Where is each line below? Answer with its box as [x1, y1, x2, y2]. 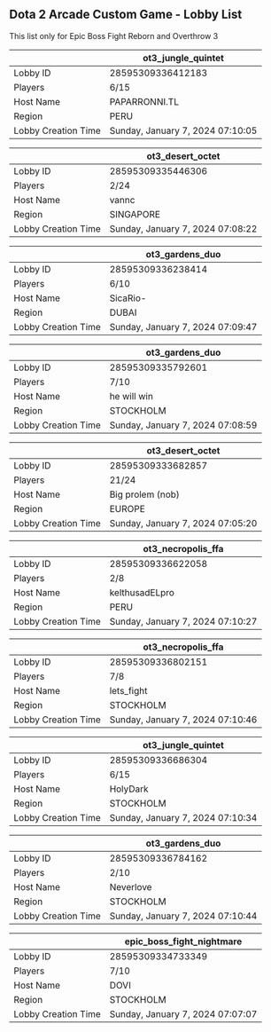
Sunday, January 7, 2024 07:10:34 [109, 811, 258, 823]
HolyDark [109, 783, 149, 795]
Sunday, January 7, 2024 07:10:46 [109, 713, 258, 726]
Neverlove [109, 880, 152, 893]
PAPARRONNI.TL [109, 95, 180, 107]
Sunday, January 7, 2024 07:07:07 [109, 1007, 258, 1020]
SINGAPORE [109, 208, 161, 220]
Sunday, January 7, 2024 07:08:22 [109, 222, 258, 234]
